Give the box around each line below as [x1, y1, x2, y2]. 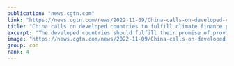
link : [7, 16, 23, 23]
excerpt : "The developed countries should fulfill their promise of [7, 29, 210, 36]
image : [7, 36, 26, 43]
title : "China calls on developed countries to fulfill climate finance [7, 23, 223, 30]
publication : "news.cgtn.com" [7, 10, 95, 17]
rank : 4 [7, 49, 30, 56]
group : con [7, 42, 39, 49]
